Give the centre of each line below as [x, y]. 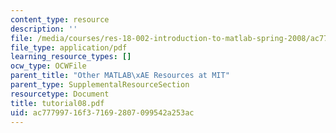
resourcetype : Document [60, 94]
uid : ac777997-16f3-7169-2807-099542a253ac [102, 112]
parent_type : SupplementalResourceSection [100, 85]
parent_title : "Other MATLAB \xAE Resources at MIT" [120, 76]
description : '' [44, 29]
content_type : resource [60, 19]
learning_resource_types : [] [71, 57]
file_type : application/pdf [69, 47]
